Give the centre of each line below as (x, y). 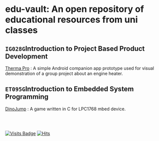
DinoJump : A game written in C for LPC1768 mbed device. (66, 109)
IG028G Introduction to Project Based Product (75, 48)
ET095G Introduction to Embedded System (70, 89)
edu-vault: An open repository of (75, 9)
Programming (27, 97)
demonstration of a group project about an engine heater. (64, 73)
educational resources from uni (72, 20)
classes (22, 30)
